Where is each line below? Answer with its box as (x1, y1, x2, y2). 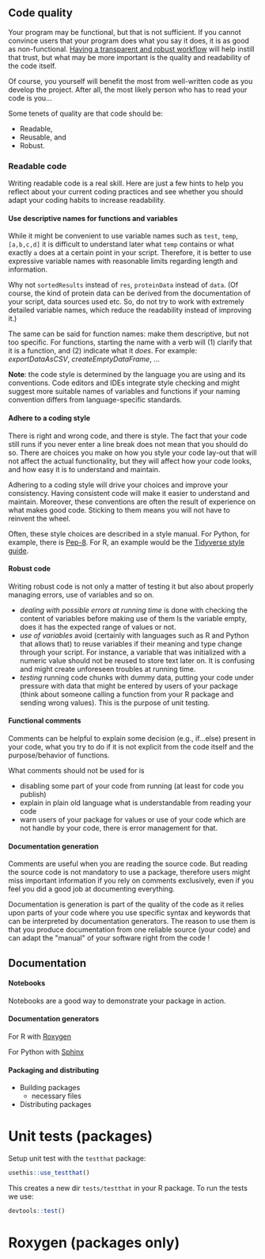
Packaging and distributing (8, 1065, 100, 1074)
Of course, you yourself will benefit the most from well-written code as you (8, 76, 253, 86)
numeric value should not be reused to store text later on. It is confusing (19, 655, 256, 665)
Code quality (8, 6, 73, 20)
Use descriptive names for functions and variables (8, 213, 178, 223)
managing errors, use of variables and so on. (8, 589, 154, 599)
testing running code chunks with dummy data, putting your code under (19, 673, 255, 682)
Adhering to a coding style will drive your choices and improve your (8, 479, 229, 490)
